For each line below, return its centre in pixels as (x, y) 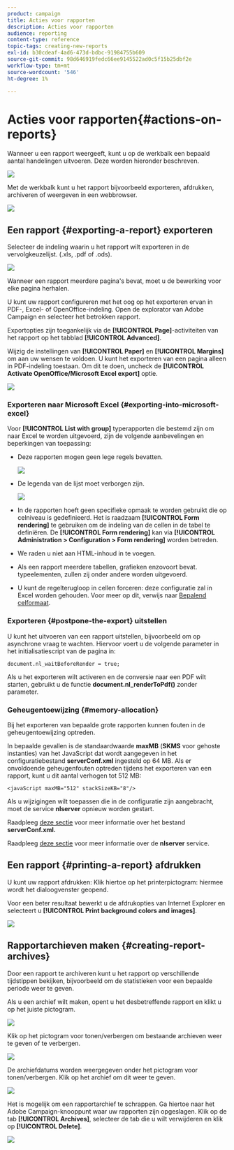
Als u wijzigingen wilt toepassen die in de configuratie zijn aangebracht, (111, 801)
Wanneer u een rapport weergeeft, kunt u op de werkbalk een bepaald (109, 154)
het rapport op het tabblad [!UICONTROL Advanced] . (85, 338)
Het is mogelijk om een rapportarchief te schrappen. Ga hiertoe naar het (111, 1104)
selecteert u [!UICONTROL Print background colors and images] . (102, 910)
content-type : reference (43, 40)
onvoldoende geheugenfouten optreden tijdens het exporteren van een (109, 769)
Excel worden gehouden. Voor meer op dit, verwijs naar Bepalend (112, 595)
